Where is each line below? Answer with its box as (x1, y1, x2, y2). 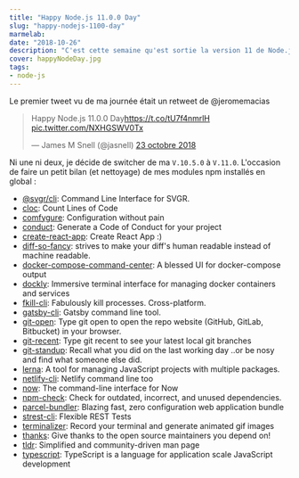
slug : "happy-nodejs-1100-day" (9, 21, 125, 30)
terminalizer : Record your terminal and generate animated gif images (21, 420, 274, 431)
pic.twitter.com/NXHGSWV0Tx (30, 122, 144, 133)
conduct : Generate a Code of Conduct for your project (21, 221, 222, 232)
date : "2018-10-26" (9, 37, 82, 47)
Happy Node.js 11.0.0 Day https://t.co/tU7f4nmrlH (30, 112, 211, 123)
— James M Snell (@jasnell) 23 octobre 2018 (30, 139, 197, 150)
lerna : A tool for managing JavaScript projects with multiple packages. (21, 363, 280, 375)
